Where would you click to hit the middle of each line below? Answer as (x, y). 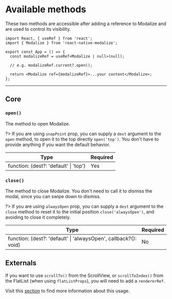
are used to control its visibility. (38, 29)
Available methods (46, 9)
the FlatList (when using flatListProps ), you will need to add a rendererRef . (85, 281)
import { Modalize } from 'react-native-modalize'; (61, 43)
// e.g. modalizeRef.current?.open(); (51, 65)
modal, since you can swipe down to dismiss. (53, 196)
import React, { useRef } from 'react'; (49, 38)
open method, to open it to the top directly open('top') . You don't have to (82, 139)
